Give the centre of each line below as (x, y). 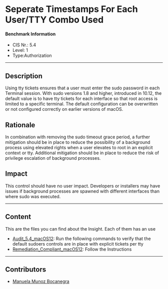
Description (24, 76)
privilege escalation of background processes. (53, 158)
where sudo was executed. (33, 196)
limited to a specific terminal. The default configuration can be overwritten (82, 104)
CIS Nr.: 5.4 (24, 45)
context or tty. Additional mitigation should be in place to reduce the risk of (82, 153)
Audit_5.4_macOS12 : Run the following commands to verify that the (81, 239)
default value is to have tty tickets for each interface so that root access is (81, 99)
